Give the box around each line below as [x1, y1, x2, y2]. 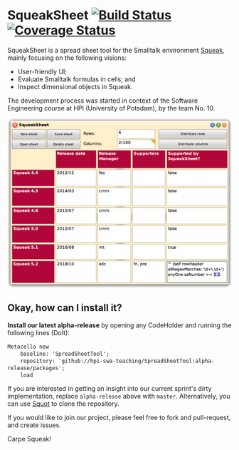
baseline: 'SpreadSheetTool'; [20, 350, 110, 357]
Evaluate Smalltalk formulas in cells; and [17, 75, 137, 83]
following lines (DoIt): [7, 328, 70, 337]
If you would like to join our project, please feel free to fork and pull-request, [7, 413, 231, 421]
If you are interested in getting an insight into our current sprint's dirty [7, 384, 212, 392]
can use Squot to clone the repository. [7, 399, 119, 408]
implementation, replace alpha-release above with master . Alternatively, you [7, 392, 230, 400]
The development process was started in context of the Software [7, 96, 198, 105]
